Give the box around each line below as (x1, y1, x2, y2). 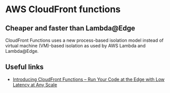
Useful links (5, 63, 44, 72)
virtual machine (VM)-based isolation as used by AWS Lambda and (5, 43, 146, 49)
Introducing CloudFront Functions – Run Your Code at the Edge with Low (12, 76, 165, 82)
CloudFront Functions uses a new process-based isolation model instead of (5, 37, 164, 43)
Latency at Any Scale (12, 81, 58, 87)
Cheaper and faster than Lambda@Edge (5, 24, 135, 33)
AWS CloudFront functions (5, 4, 121, 15)
